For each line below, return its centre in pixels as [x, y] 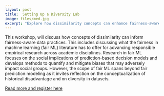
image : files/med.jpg [27, 19]
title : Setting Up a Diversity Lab [42, 14]
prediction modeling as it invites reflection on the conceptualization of [75, 73]
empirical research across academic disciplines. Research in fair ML [73, 53]
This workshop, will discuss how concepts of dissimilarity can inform [74, 37]
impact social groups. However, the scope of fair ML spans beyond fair [76, 69]
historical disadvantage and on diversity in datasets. [57, 79]
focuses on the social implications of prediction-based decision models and [81, 58]
